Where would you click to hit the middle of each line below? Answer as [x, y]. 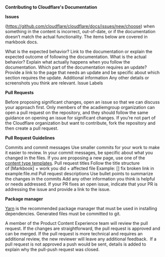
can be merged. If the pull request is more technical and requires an [74, 234]
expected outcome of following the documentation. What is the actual [76, 57]
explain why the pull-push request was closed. [52, 249]
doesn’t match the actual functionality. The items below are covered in [76, 37]
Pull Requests [19, 92]
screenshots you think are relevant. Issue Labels [54, 83]
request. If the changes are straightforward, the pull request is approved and [83, 228]
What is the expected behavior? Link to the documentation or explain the [79, 52]
